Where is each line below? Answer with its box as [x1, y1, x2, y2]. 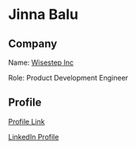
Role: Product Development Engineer [8, 73, 129, 82]
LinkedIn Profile [8, 132, 59, 141]
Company [8, 37, 58, 50]
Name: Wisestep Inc [8, 58, 74, 67]
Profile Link [8, 117, 45, 126]
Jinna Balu [8, 6, 79, 24]
